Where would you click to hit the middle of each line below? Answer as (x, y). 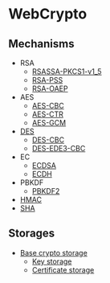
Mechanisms (41, 44)
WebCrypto (48, 14)
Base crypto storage (54, 252)
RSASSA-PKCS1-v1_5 (67, 72)
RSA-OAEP (50, 88)
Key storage (52, 261)
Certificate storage (63, 269)
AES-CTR (48, 114)
